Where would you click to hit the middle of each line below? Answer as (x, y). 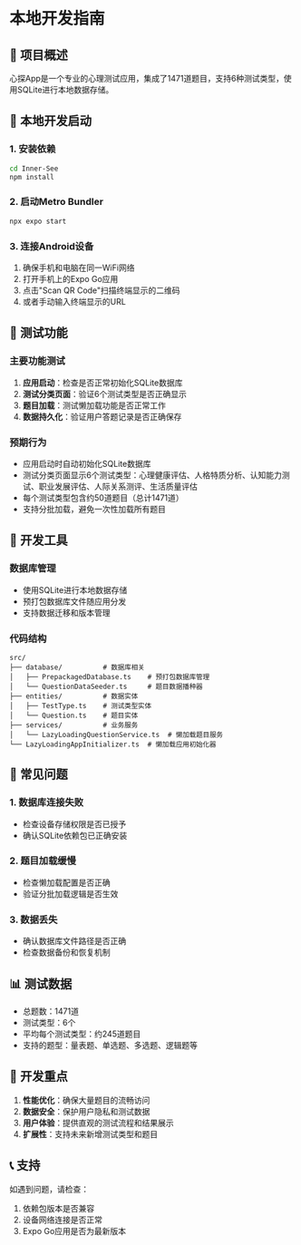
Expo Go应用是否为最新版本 (74, 1230)
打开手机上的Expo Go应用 (70, 278)
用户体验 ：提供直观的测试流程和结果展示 (98, 1123)
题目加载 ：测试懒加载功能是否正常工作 (94, 405)
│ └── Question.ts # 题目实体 (74, 715)
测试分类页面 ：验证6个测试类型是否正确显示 (105, 394)
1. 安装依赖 (33, 149)
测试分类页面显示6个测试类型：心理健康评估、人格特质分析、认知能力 (152, 475)
